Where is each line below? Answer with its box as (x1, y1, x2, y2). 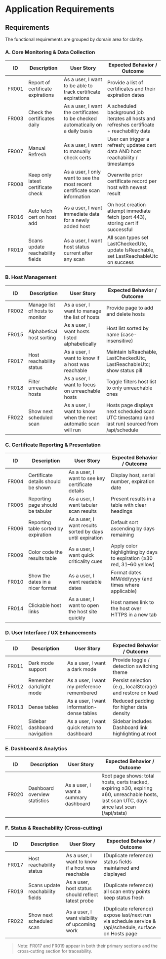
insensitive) (106, 337, 133, 344)
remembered (67, 689, 97, 696)
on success (107, 259, 134, 266)
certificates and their (107, 85, 156, 92)
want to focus (64, 381, 96, 388)
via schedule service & (103, 917, 156, 924)
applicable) (111, 588, 137, 595)
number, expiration (111, 478, 155, 484)
